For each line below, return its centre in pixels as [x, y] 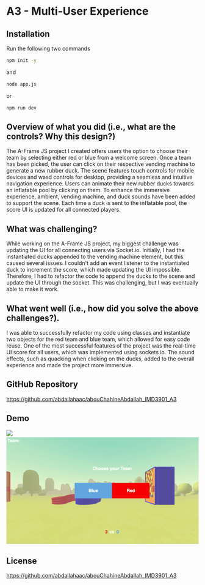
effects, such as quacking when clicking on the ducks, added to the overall [100, 359]
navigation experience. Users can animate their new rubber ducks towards [100, 184]
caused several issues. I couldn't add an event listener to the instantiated [98, 263]
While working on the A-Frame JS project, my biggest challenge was [92, 244]
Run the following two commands [48, 48]
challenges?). [33, 318]
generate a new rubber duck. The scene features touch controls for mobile [100, 171]
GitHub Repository [42, 385]
